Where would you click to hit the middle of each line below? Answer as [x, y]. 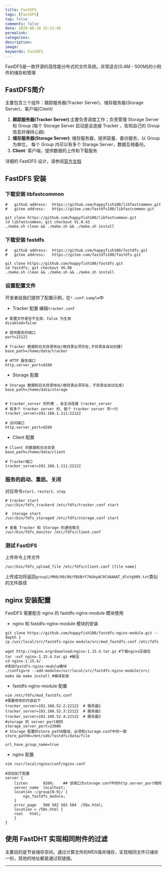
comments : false [22, 24]
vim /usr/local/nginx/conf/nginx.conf [45, 764]
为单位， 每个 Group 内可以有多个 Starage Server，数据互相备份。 [80, 145]
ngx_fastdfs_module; [44, 796]
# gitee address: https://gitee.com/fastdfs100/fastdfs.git [73, 255]
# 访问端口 [15, 423]
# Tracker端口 [19, 462]
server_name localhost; [40, 788]
